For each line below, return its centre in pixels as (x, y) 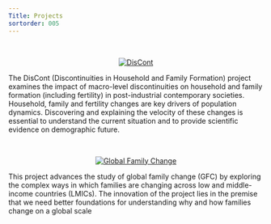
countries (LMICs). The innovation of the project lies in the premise (146, 193)
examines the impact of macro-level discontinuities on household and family (135, 87)
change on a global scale (50, 210)
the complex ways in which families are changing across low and (116, 185)
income (21, 193)
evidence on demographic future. (64, 129)
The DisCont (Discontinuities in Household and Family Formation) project (130, 78)
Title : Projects (36, 16)
